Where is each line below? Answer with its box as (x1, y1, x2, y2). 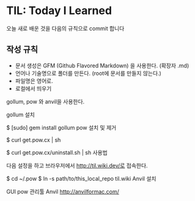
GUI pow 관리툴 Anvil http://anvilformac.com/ (6, 188, 119, 195)
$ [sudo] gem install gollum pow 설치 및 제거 (6, 124, 117, 131)
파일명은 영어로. (15, 77, 53, 85)
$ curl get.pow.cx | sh (6, 136, 61, 143)
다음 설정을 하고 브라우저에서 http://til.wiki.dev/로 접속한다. (6, 162, 148, 169)
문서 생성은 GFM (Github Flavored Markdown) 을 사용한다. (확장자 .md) (15, 62, 189, 69)
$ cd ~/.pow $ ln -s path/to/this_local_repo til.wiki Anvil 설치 (6, 175, 156, 182)
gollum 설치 (6, 111, 35, 118)
